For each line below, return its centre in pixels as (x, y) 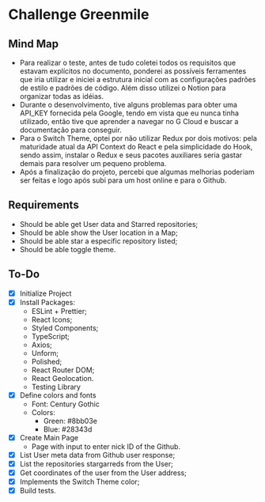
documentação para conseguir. (71, 130)
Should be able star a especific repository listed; (98, 241)
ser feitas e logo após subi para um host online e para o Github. (123, 180)
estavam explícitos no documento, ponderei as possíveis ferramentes (133, 71)
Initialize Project (45, 293)
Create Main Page (49, 437)
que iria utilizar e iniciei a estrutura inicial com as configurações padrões (138, 79)
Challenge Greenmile (79, 15)
